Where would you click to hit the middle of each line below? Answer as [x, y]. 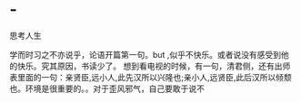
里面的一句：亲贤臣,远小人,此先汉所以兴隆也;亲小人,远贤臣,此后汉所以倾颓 [155, 77]
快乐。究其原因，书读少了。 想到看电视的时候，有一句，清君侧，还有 [145, 66]
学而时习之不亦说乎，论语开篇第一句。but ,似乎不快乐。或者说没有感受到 [145, 54]
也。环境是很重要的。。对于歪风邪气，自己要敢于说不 [107, 88]
